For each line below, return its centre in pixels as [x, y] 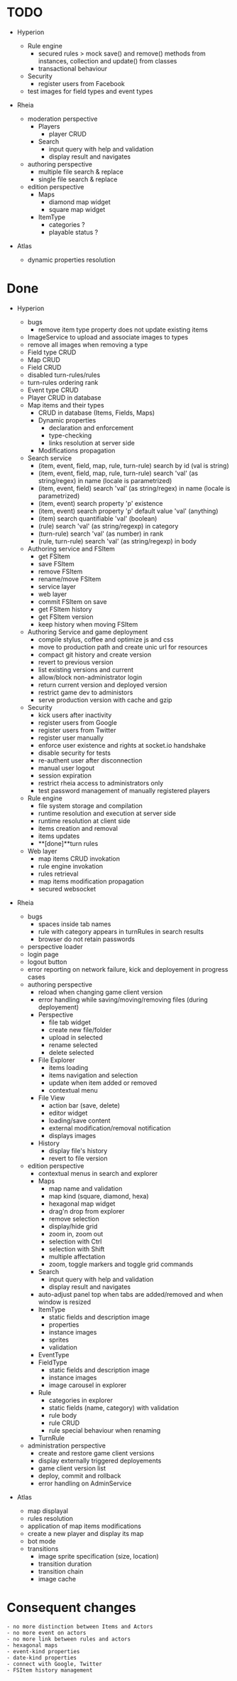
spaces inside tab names [75, 924]
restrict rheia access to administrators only [101, 783]
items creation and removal [78, 828]
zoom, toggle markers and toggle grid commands [121, 1264]
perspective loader [55, 946]
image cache [57, 1579]
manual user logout [66, 768]
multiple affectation [77, 1256]
